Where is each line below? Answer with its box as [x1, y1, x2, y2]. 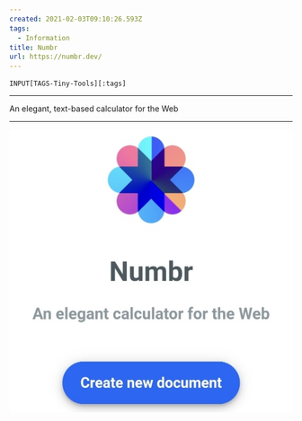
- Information [17, 33, 70, 42]
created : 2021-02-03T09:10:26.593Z [9, 14, 143, 23]
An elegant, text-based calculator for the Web [9, 103, 179, 114]
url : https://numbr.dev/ [9, 52, 102, 62]
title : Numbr [9, 43, 58, 52]
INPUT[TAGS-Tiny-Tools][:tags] [9, 79, 127, 89]
